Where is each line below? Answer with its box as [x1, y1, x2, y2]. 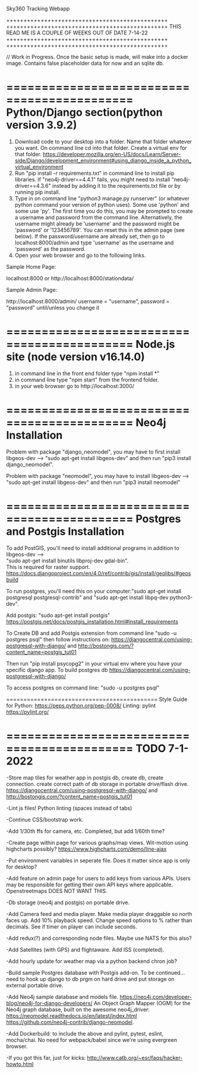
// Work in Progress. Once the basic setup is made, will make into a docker [6, 54, 189, 60]
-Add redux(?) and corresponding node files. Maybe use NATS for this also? [6, 934, 192, 942]
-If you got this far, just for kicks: [6, 1054, 86, 1061]
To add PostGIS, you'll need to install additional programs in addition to [6, 544, 179, 552]
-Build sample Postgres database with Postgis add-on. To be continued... [6, 969, 185, 976]
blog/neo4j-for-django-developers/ [6, 999, 93, 1006]
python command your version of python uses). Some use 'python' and [14, 201, 190, 208]
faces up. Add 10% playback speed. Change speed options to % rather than [6, 917, 192, 924]
